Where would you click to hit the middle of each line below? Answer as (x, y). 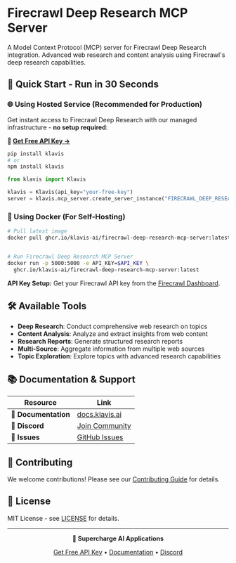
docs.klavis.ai (99, 415)
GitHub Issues (100, 437)
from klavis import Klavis (47, 180)
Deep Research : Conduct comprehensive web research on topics (112, 326)
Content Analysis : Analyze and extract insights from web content (113, 334)
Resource (41, 403)
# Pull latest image (38, 231)
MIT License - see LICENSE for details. (63, 518)
